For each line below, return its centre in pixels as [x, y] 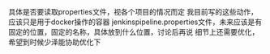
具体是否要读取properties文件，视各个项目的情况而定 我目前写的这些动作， [133, 12]
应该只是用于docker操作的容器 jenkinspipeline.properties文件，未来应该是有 [135, 22]
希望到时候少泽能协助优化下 [55, 42]
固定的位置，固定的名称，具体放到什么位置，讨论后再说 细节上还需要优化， [134, 32]
